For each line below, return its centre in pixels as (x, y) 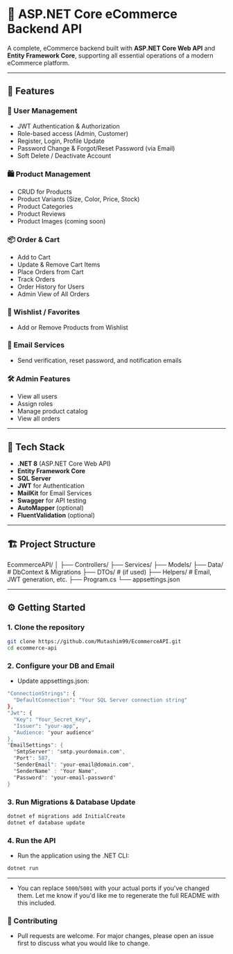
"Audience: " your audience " (54, 732)
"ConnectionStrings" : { (42, 694)
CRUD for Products (44, 191)
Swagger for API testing (52, 500)
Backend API (45, 29)
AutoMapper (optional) (51, 508)
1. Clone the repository (46, 627)
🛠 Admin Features (39, 379)
